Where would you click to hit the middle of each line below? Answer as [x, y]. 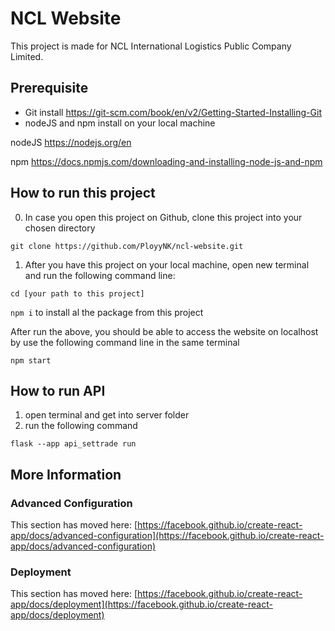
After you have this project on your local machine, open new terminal [167, 264]
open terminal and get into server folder [107, 415]
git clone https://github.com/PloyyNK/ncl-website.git [127, 246]
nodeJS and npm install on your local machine [120, 123]
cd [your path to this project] [77, 293]
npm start [31, 360]
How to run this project [83, 193]
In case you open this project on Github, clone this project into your [163, 217]
